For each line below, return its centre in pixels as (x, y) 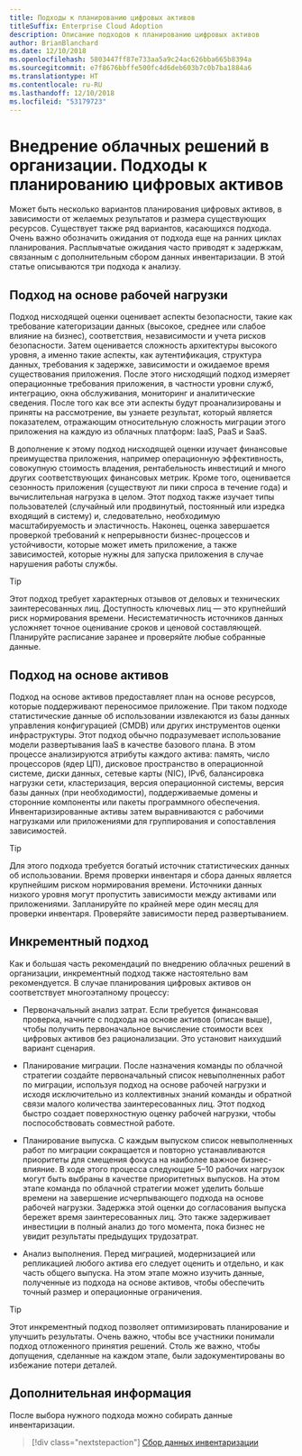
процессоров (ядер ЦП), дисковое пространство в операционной (137, 763)
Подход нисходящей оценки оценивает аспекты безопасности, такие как (151, 317)
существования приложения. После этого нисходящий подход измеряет (150, 374)
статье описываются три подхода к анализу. (96, 267)
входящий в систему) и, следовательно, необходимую (115, 516)
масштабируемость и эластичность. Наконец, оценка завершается (140, 526)
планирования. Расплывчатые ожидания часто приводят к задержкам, (146, 248)
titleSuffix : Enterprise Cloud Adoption (87, 26)
